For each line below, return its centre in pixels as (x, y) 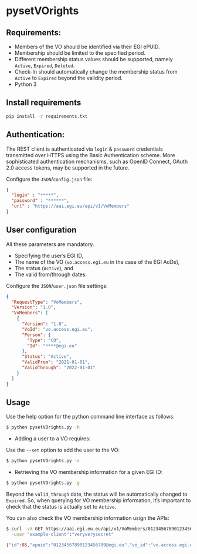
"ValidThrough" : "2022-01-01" (58, 368)
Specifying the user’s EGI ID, (49, 256)
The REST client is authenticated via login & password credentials (84, 149)
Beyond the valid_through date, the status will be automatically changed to (97, 494)
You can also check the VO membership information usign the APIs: (88, 518)
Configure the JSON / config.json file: (49, 179)
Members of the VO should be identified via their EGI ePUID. (87, 47)
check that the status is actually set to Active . (61, 507)
